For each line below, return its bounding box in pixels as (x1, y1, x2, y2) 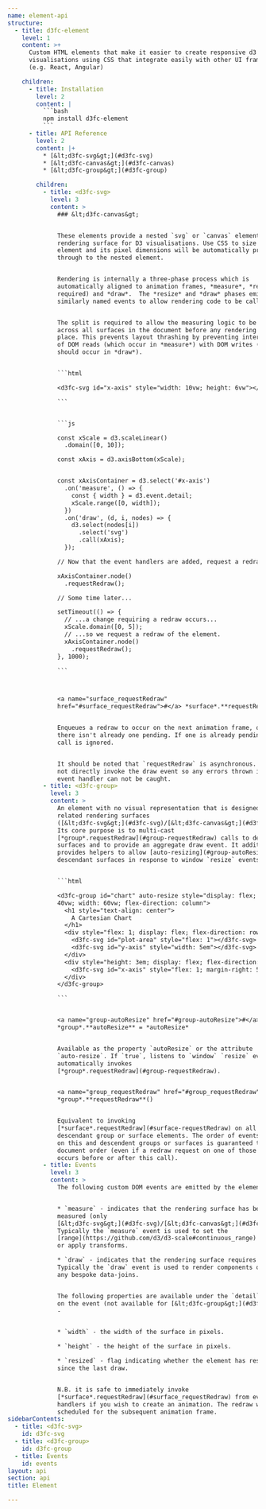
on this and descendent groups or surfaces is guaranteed (57, 1139, 253, 1147)
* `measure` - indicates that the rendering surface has (57, 1204, 249, 1212)
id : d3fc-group (21, 1445, 72, 1453)
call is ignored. (57, 739, 114, 747)
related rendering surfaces (57, 812, 150, 820)
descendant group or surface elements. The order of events (57, 1131, 260, 1139)
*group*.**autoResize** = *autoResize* (57, 1023, 190, 1031)
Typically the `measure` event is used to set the (57, 1227, 228, 1235)
